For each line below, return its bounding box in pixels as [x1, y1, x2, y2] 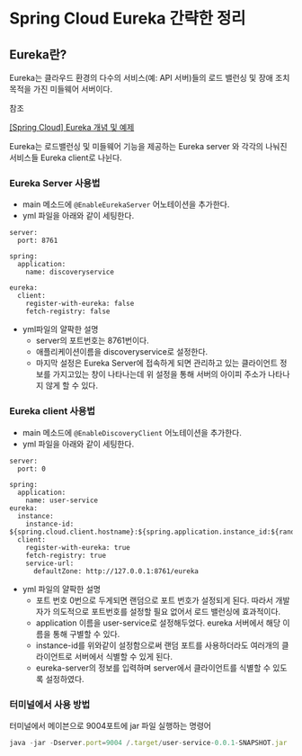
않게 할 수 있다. [45, 380, 99, 391]
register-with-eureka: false [25, 299, 135, 309]
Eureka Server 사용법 [9, 176, 101, 189]
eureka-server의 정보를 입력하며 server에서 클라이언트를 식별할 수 [35, 662, 271, 673]
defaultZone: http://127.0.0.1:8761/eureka [32, 566, 200, 576]
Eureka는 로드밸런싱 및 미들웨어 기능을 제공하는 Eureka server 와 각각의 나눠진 [9, 141, 288, 151]
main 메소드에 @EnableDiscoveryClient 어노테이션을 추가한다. [22, 427, 243, 437]
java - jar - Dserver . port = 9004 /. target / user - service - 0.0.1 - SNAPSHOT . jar [9, 738, 288, 747]
